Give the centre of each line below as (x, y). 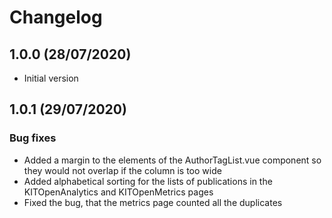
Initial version (51, 78)
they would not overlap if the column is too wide (122, 170)
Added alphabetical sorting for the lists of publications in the (148, 181)
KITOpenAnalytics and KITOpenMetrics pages (118, 192)
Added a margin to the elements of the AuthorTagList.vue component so (172, 160)
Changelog (56, 17)
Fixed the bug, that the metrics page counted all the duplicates (153, 202)
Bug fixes (33, 138)
